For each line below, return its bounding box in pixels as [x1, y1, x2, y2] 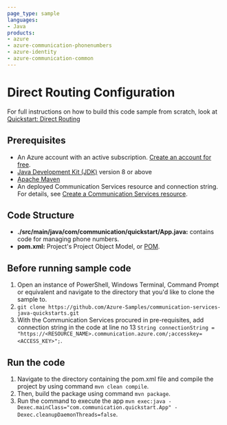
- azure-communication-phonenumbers [7, 42, 112, 49]
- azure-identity [7, 49, 57, 56]
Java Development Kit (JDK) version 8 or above [17, 167, 153, 176]
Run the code [7, 356, 65, 369]
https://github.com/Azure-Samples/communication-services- [47, 304, 221, 311]
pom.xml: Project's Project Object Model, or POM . [17, 242, 160, 251]
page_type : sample [7, 10, 60, 17]
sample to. [17, 296, 47, 304]
